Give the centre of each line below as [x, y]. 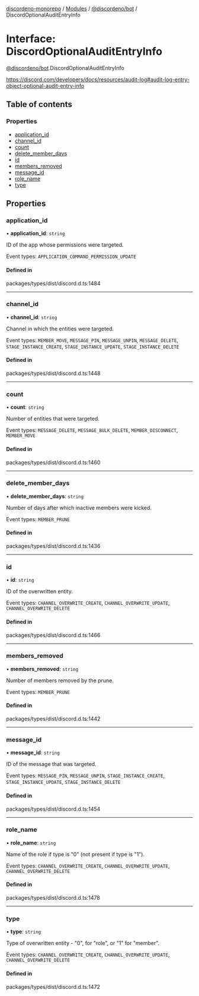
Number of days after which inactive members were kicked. [79, 508]
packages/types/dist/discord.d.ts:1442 [53, 719]
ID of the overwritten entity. [39, 591]
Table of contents [39, 104]
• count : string [25, 407]
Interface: [31, 39]
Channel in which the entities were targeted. [60, 329]
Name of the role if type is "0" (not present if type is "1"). [76, 854]
